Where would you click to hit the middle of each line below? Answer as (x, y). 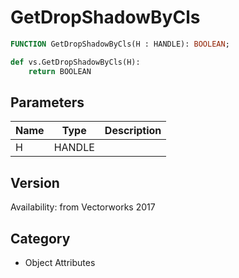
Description (133, 131)
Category (40, 238)
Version (35, 182)
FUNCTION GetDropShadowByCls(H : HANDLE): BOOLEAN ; (120, 44)
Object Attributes (60, 262)
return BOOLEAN (60, 71)
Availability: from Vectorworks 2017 (83, 207)
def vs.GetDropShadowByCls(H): (75, 62)
